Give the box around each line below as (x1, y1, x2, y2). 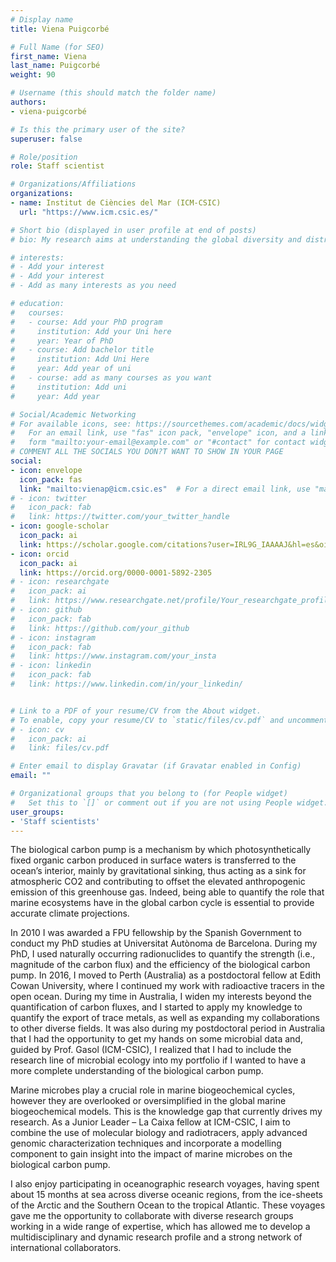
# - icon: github (10, 605, 83, 615)
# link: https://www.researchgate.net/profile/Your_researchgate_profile (10, 596, 333, 606)
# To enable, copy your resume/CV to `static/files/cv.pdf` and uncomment (10, 715, 329, 725)
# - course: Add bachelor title (10, 345, 155, 355)
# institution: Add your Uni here (10, 326, 172, 336)
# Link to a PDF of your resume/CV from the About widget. (10, 706, 262, 716)
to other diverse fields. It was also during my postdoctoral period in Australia (10, 1022, 326, 1035)
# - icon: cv (10, 724, 65, 735)
